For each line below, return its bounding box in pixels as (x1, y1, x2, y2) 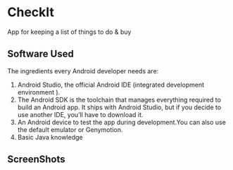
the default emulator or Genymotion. (17, 125, 123, 134)
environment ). (17, 87, 61, 96)
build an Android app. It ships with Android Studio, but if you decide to (17, 103, 222, 111)
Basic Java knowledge (17, 133, 83, 141)
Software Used (7, 48, 74, 60)
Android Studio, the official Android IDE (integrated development (17, 80, 205, 89)
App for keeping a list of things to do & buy (7, 28, 132, 36)
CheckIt (7, 4, 55, 20)
